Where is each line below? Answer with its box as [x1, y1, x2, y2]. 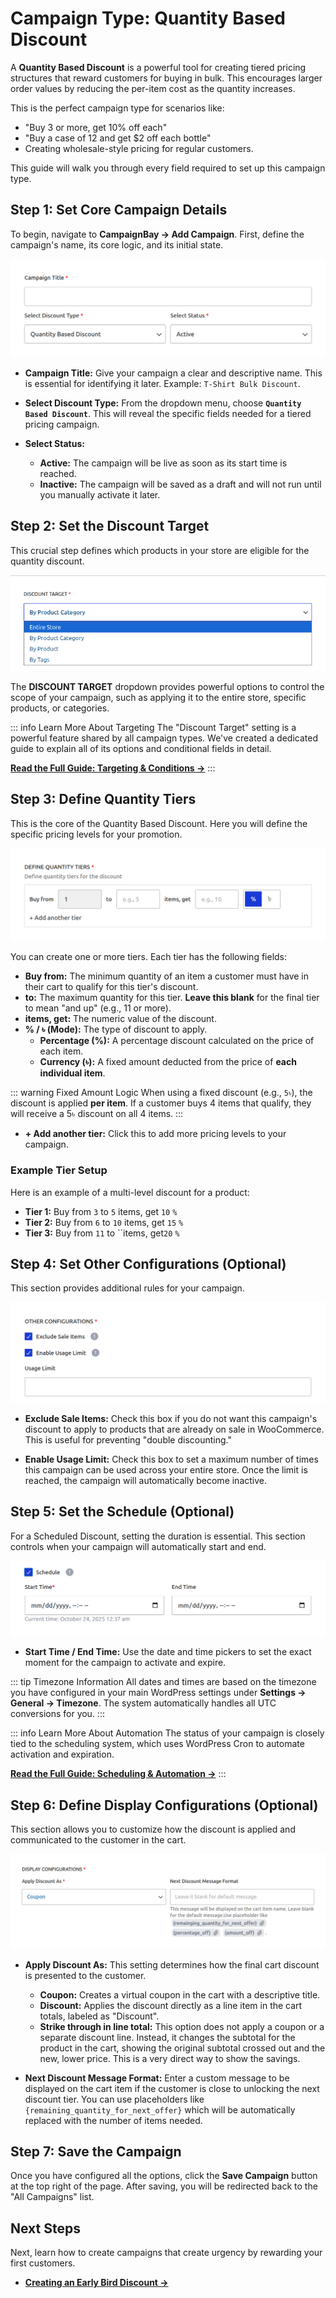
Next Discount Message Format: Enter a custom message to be [24, 2072, 290, 2084]
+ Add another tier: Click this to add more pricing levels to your [24, 1128, 287, 1140]
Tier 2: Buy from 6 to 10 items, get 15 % [24, 1216, 184, 1228]
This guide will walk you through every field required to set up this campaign [10, 162, 326, 174]
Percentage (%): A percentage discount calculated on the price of [39, 1035, 315, 1047]
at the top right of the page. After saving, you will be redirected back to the [10, 2180, 318, 2192]
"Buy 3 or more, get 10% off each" [24, 121, 168, 133]
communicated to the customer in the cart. [10, 1834, 187, 1846]
